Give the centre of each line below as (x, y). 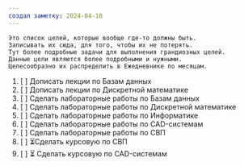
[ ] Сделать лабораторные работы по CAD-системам (111, 124)
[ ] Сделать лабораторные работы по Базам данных (110, 98)
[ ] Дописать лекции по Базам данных (86, 81)
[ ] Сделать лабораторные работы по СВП (93, 132)
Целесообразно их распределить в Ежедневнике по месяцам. (108, 66)
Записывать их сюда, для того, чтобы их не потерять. (101, 45)
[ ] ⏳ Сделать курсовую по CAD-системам (93, 153)
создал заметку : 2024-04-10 (56, 16)
